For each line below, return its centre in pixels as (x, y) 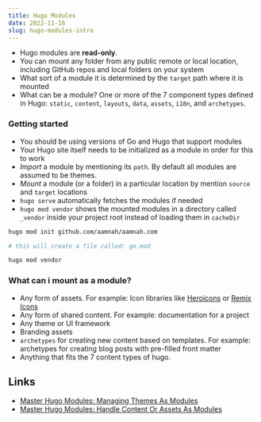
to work (32, 158)
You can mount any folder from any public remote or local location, (129, 61)
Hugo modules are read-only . (68, 53)
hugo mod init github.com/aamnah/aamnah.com (83, 232)
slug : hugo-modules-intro (51, 30)
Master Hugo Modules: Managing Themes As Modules (109, 401)
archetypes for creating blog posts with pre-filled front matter (121, 348)
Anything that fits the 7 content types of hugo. (95, 357)
